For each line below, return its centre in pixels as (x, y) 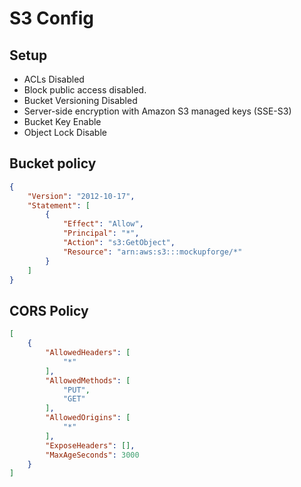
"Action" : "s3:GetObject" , (119, 243)
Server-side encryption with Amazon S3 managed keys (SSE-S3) (157, 111)
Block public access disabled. (85, 90)
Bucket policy (53, 163)
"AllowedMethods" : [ (88, 380)
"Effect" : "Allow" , (103, 224)
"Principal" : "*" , (101, 233)
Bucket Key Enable (62, 121)
